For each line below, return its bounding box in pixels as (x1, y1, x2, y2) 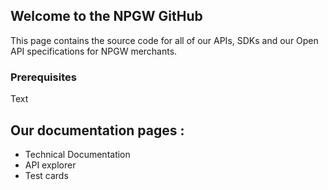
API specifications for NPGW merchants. (10, 45, 178, 57)
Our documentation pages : (10, 122, 185, 139)
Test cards (24, 169, 69, 181)
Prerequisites (10, 70, 77, 84)
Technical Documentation (24, 148, 131, 160)
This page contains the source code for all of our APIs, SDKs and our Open (10, 34, 319, 46)
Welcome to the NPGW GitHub (10, 8, 203, 25)
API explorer (24, 159, 77, 171)
